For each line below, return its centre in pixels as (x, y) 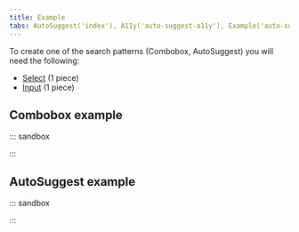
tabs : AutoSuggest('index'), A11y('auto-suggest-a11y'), (117, 26)
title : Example (37, 17)
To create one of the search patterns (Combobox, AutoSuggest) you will (141, 51)
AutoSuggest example (73, 182)
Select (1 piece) (50, 77)
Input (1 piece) (48, 87)
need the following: (44, 60)
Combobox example (66, 115)
